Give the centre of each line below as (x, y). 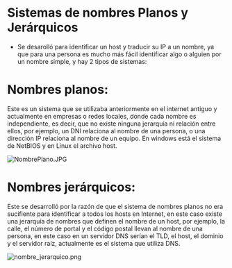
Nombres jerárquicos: (72, 187)
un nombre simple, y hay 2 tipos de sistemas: (82, 61)
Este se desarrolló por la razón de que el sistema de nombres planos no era (115, 206)
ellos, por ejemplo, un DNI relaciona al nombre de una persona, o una (106, 131)
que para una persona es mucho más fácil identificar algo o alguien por (119, 54)
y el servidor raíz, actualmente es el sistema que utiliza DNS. (94, 243)
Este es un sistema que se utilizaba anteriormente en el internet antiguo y (112, 108)
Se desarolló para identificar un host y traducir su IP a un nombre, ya (116, 47)
